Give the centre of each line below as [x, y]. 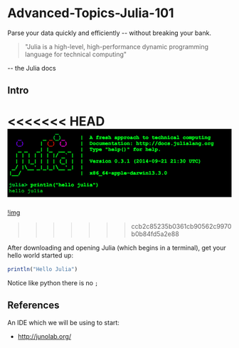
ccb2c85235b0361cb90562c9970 [181, 226]
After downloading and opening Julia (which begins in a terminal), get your [117, 247]
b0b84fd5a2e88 [155, 234]
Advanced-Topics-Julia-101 [91, 13]
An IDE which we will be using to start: [63, 322]
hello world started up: [40, 255]
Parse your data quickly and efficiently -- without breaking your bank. [110, 33]
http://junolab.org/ [44, 336]
